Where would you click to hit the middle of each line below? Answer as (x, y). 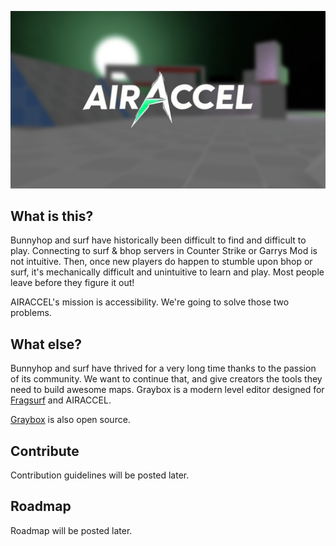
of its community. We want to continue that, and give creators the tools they (166, 379)
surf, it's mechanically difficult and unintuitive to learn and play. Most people (167, 272)
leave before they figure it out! (72, 283)
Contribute (45, 451)
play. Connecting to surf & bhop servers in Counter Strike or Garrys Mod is (164, 251)
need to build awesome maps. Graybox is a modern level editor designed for (167, 390)
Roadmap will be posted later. (71, 530)
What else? (46, 344)
